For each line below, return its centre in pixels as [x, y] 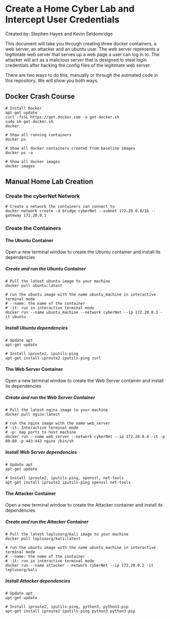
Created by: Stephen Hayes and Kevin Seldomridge [59, 34]
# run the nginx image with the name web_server [58, 423]
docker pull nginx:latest [33, 414]
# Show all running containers [38, 135]
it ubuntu [16, 317]
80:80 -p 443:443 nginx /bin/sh [39, 441]
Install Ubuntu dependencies [36, 328]
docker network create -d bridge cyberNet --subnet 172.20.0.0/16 [77, 211]
